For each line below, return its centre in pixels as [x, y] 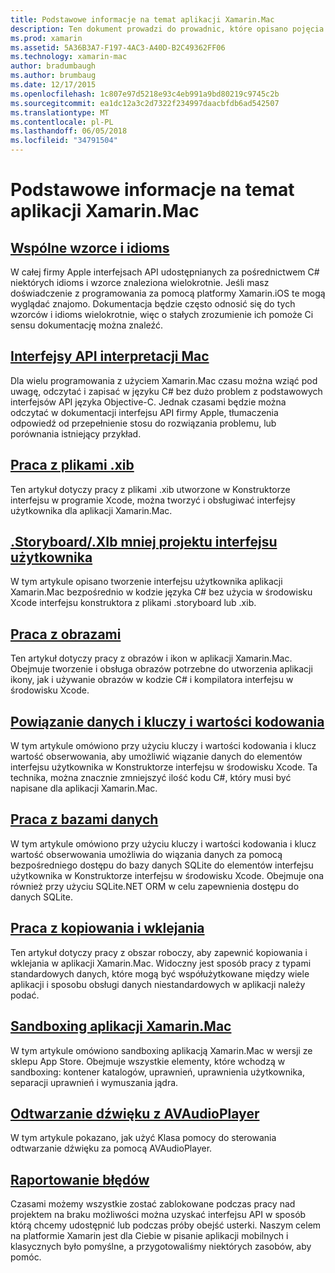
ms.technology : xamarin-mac [69, 57]
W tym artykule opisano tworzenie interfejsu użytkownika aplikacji [146, 582]
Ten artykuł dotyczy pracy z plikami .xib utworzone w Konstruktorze [150, 489]
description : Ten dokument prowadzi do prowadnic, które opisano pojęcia [167, 29]
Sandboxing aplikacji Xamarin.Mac [121, 1026]
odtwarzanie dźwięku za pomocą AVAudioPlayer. [111, 1148]
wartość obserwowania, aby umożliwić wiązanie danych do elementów [156, 757]
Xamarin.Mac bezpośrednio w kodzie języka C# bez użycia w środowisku [161, 592]
